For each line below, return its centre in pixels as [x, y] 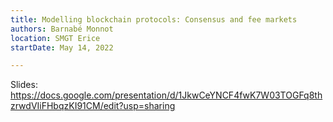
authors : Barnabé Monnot [62, 29]
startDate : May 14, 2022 [62, 47]
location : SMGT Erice [55, 38]
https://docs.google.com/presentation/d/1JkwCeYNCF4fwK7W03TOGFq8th [166, 95]
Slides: [24, 85]
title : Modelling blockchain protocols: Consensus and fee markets [154, 19]
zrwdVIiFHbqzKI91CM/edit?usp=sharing [93, 106]
